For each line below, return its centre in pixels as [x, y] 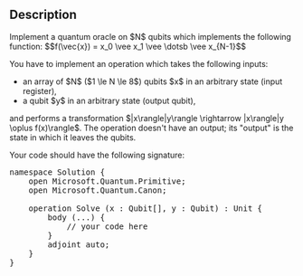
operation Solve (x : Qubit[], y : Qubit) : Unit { [145, 208]
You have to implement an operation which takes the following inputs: [139, 63]
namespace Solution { [57, 172]
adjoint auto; [79, 244]
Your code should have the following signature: [97, 155]
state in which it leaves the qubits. [73, 137]
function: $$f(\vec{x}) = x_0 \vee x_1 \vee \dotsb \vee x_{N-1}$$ [128, 46]
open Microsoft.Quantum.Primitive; [107, 181]
